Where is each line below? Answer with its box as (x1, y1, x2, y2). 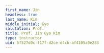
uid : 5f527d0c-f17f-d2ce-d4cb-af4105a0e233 (5, 40, 99, 45)
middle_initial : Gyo (5, 21, 49, 27)
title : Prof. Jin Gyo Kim (5, 31, 60, 36)
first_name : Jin (5, 7, 40, 13)
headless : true (5, 12, 38, 17)
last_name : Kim (5, 17, 38, 22)
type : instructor (5, 36, 42, 41)
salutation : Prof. (5, 26, 44, 31)
